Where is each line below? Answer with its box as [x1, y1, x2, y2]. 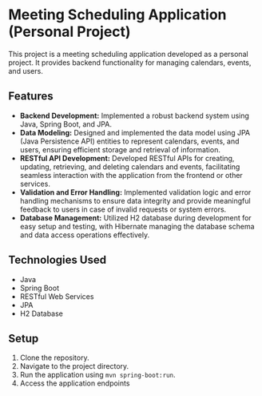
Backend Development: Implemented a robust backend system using [19, 111, 250, 120]
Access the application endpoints [19, 378, 130, 388]
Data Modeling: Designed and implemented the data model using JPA [19, 127, 251, 137]
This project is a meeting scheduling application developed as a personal [8, 49, 249, 59]
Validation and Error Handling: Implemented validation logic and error [19, 187, 252, 197]
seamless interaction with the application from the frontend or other [19, 170, 244, 180]
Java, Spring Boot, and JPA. [19, 119, 112, 129]
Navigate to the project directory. [19, 362, 129, 371]
